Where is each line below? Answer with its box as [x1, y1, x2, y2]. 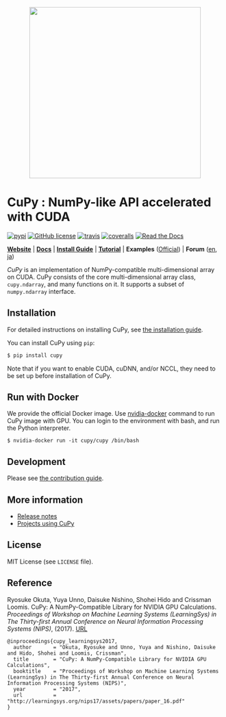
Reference [7, 577, 53, 589]
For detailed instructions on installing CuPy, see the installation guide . [7, 325, 203, 334]
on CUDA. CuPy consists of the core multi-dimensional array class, [7, 273, 197, 281]
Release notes [16, 512, 58, 520]
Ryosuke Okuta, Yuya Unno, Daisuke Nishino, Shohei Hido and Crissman [7, 595, 212, 603]
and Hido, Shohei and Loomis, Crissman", [7, 650, 127, 657]
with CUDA [7, 209, 71, 225]
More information [7, 494, 84, 505]
